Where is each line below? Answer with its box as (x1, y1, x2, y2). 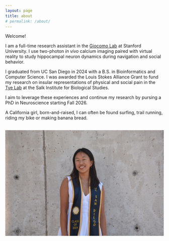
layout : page (5, 8, 33, 13)
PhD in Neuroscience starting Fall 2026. (5, 100, 88, 106)
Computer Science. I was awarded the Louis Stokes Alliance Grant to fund (5, 74, 158, 80)
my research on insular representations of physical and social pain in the (5, 79, 156, 86)
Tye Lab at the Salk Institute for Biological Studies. (5, 85, 109, 91)
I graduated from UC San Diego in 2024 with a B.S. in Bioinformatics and (5, 68, 156, 75)
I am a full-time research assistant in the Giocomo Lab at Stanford (5, 43, 142, 49)
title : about (5, 13, 33, 19)
